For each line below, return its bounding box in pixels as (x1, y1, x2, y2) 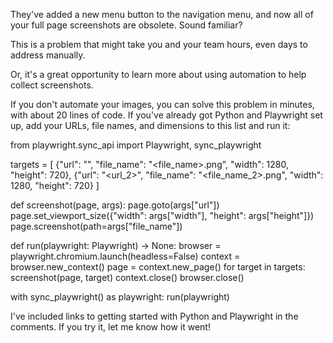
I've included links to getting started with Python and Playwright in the (10, 310, 299, 322)
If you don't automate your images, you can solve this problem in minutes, (10, 99, 315, 110)
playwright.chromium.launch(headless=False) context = (10, 250, 241, 262)
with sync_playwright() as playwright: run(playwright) (10, 291, 230, 303)
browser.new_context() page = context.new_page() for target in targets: (10, 261, 306, 273)
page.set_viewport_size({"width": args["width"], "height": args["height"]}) (10, 210, 315, 221)
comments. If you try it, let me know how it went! (10, 321, 211, 333)
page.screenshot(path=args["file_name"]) (10, 220, 183, 232)
